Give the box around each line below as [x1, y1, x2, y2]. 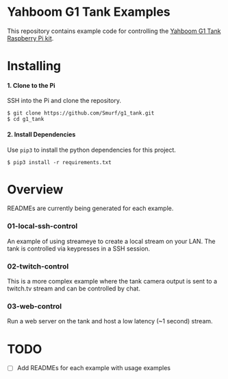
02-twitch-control [7, 262, 69, 271]
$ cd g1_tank [7, 116, 45, 123]
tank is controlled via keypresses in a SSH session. [7, 244, 151, 253]
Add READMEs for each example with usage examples [16, 364, 171, 372]
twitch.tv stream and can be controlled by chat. [7, 284, 140, 292]
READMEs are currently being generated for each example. [7, 204, 174, 213]
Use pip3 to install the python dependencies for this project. [7, 146, 177, 154]
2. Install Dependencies [7, 130, 76, 138]
